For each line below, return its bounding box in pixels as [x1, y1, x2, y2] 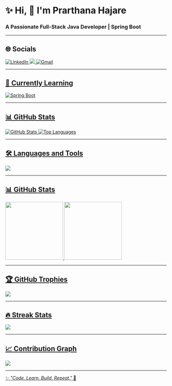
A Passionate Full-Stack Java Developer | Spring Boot [5, 23, 141, 30]
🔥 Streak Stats [5, 311, 52, 319]
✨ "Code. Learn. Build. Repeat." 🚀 [5, 375, 77, 381]
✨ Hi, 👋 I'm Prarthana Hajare [5, 5, 126, 16]
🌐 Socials [5, 45, 37, 53]
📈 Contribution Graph [5, 344, 77, 353]
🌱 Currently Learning [5, 79, 73, 87]
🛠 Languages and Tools [5, 149, 83, 158]
